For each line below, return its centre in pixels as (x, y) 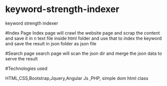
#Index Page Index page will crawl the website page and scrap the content (82, 33)
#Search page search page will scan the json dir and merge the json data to (84, 53)
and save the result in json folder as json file (51, 43)
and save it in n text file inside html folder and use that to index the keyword (83, 38)
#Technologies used (26, 68)
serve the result (21, 58)
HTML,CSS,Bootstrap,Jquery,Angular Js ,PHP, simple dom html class (77, 78)
